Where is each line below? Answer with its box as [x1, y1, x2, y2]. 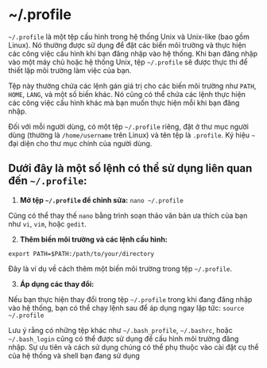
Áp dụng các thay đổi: [19, 279, 95, 289]
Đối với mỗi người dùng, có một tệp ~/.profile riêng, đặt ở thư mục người [8, 122, 249, 131]
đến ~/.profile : [8, 174, 87, 188]
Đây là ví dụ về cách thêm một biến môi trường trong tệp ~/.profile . [8, 264, 233, 273]
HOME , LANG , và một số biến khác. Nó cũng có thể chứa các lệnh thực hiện [8, 89, 246, 99]
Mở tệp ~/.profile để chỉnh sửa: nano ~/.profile [19, 195, 184, 204]
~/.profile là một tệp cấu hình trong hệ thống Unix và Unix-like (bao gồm [8, 32, 250, 41]
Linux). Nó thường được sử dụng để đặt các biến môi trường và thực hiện [8, 40, 246, 49]
